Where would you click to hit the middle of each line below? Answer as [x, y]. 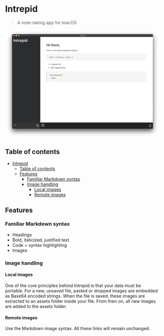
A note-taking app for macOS [47, 23]
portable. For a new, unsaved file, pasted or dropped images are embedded [82, 290]
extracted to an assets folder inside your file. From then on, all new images [81, 301]
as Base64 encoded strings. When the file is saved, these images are [75, 296]
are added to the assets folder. [36, 306]
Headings [22, 235]
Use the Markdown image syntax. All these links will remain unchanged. [78, 329]
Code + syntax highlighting [40, 245]
